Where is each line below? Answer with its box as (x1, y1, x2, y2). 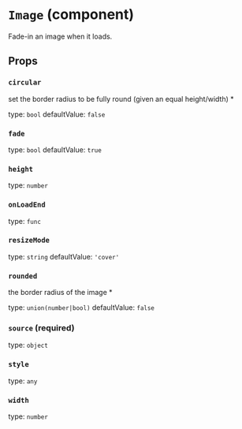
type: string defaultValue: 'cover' (8, 252, 120, 261)
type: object (8, 341, 49, 350)
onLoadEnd (8, 200, 46, 210)
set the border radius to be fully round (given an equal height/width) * (8, 94, 234, 103)
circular (8, 78, 42, 88)
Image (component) (8, 6, 135, 24)
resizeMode (8, 236, 50, 245)
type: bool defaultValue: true (8, 144, 102, 155)
